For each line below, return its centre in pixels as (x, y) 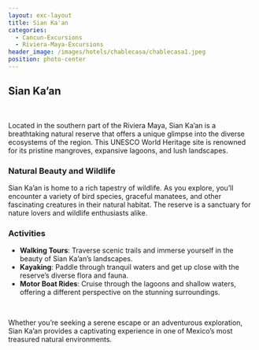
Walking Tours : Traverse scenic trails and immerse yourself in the (126, 251)
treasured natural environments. (60, 340)
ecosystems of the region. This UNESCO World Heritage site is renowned (127, 142)
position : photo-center (47, 60)
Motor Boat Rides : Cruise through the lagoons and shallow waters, (128, 284)
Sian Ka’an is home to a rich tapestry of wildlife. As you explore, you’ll (121, 188)
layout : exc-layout (40, 15)
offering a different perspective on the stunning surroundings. (120, 293)
